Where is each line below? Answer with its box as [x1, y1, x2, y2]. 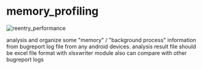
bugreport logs [6, 56, 44, 63]
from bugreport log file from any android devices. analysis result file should [6, 43, 196, 50]
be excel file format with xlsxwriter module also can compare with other [6, 49, 187, 56]
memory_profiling [6, 4, 99, 18]
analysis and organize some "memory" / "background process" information [6, 36, 196, 43]
